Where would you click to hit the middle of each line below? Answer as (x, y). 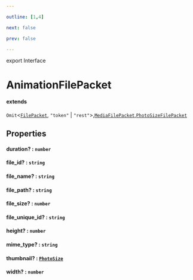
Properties (26, 134)
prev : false (21, 39)
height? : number (26, 231)
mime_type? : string (32, 244)
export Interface (26, 61)
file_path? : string (29, 190)
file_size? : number (28, 204)
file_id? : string (26, 162)
